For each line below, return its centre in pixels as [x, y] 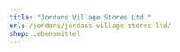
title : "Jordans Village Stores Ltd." [80, 17]
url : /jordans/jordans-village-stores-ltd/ [90, 26]
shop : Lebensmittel [45, 33]
